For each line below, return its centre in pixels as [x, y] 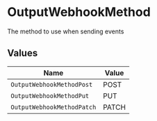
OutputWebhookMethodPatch [53, 107]
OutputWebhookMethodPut [50, 96]
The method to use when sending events [66, 31]
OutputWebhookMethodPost [52, 84]
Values [23, 53]
